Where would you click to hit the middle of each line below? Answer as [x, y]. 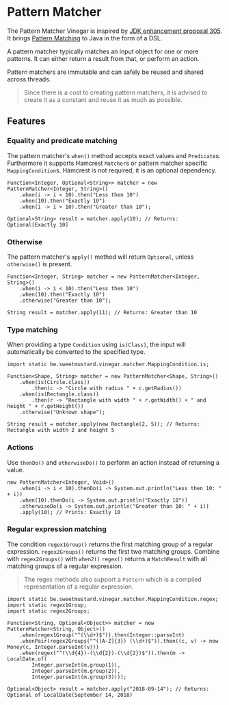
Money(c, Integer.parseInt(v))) [53, 647]
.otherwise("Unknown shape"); [63, 412]
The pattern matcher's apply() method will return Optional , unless [100, 257]
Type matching [32, 329]
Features [26, 121]
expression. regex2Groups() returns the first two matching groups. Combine [113, 551]
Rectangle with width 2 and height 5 [61, 431]
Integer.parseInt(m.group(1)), [76, 665]
